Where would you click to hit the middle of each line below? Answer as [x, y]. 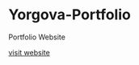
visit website [29, 52]
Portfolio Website [37, 37]
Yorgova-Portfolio [69, 15]
